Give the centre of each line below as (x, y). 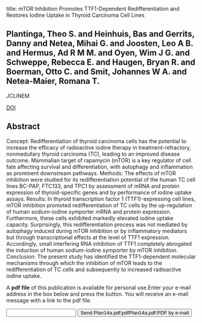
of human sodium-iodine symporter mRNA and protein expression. (89, 211)
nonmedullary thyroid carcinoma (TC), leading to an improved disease (93, 154)
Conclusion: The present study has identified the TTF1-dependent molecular (101, 257)
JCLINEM (18, 95)
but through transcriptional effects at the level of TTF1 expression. (88, 237)
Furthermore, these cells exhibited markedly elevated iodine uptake (90, 218)
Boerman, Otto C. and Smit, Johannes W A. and (96, 72)
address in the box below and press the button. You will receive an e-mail (97, 294)
